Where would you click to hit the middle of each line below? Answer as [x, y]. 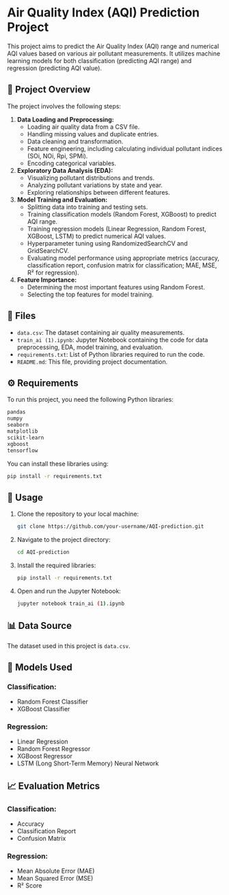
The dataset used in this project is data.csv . [69, 645]
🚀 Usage [25, 498]
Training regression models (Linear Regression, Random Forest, [117, 228]
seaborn [18, 425]
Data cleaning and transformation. [75, 141]
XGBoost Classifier [43, 709]
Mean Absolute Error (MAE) [56, 871]
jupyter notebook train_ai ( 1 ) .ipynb [71, 604]
